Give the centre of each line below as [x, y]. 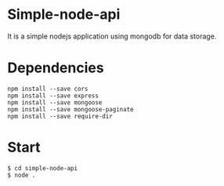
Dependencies [56, 68]
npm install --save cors [48, 89]
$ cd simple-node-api [43, 168]
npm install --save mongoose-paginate [70, 109]
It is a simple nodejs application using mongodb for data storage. [112, 36]
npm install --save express [53, 96]
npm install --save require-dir [60, 116]
